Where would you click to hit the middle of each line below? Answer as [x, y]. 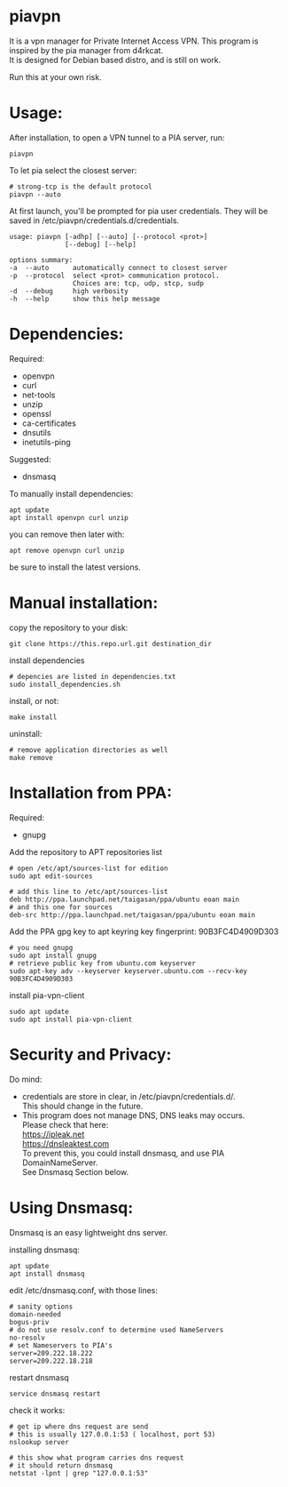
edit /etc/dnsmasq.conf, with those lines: [83, 1290]
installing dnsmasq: [44, 1250]
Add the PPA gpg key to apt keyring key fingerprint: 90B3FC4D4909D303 [144, 931]
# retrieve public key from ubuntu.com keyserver [103, 963]
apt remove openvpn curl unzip [67, 550]
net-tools [39, 395]
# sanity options [41, 1307]
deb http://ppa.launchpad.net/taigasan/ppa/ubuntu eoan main [125, 899]
